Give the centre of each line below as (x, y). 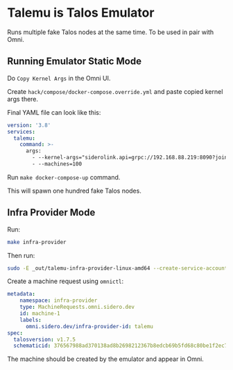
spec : (15, 333)
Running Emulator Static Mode (75, 62)
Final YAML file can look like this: (54, 112)
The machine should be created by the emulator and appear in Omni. (106, 359)
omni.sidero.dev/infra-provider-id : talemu (89, 326)
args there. (23, 99)
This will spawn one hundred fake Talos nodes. (75, 191)
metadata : (21, 294)
